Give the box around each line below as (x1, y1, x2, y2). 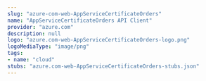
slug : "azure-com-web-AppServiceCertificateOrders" (7, 10, 162, 18)
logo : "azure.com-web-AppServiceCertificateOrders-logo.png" (7, 37, 191, 44)
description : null (7, 30, 61, 37)
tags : (7, 50, 23, 57)
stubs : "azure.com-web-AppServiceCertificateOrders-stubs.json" (7, 63, 200, 70)
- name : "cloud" (7, 56, 55, 63)
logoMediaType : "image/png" (7, 43, 90, 50)
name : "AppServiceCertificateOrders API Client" (7, 17, 153, 24)
